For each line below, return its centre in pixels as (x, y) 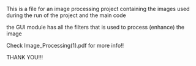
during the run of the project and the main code (66, 15)
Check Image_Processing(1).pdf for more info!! (65, 46)
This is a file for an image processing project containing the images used (98, 9)
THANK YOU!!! (25, 57)
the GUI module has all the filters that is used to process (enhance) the (96, 27)
